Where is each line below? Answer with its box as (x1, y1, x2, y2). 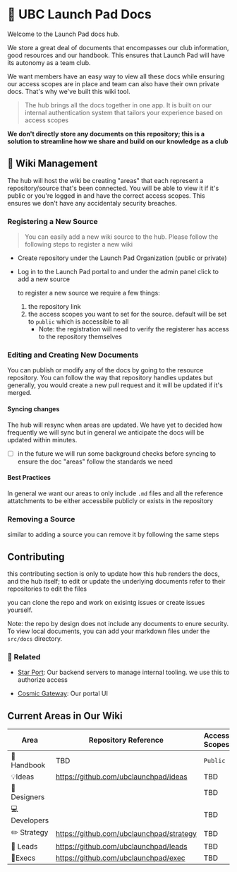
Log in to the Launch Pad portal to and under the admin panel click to (17, 268, 219, 276)
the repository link (28, 302, 81, 311)
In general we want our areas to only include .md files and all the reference (7, 489, 224, 497)
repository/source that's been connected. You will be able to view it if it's (7, 184, 219, 192)
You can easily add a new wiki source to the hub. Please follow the (24, 232, 219, 241)
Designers (11, 792, 45, 802)
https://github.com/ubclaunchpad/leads (55, 842, 188, 852)
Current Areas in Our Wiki (7, 709, 123, 721)
